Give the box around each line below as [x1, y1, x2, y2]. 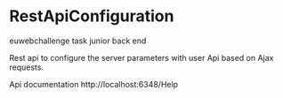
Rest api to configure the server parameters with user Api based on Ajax [9, 52, 274, 63]
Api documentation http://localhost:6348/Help [9, 79, 179, 89]
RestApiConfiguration [9, 6, 174, 26]
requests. [9, 62, 44, 72]
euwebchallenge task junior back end [9, 35, 147, 46]
